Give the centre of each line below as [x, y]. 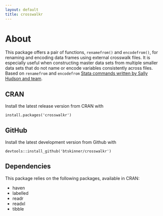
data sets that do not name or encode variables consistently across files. [79, 68]
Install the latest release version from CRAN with [54, 106]
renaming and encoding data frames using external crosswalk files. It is [78, 58]
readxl [19, 204]
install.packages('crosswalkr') [38, 115]
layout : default [22, 10]
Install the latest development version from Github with [61, 142]
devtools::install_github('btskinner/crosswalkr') [58, 151]
